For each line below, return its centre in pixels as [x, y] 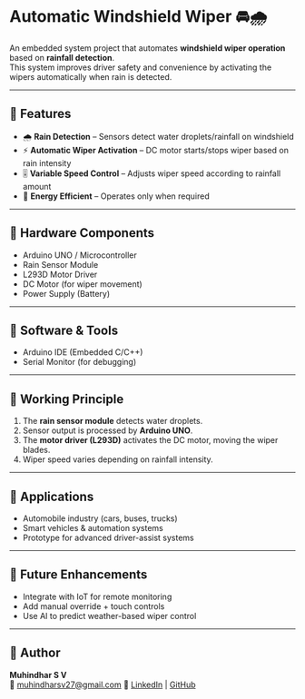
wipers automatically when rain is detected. [91, 76]
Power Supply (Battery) [66, 293]
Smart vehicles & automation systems [93, 528]
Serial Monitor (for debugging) [79, 362]
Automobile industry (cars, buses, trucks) [100, 518]
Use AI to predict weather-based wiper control [109, 615]
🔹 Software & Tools [64, 330]
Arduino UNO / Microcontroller [80, 255]
